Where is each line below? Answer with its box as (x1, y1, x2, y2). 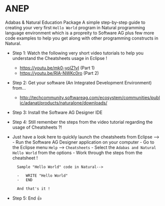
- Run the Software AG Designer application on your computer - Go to (12, 139, 155, 145)
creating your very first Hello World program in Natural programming (5, 24, 145, 30)
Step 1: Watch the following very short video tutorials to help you (12, 50, 144, 56)
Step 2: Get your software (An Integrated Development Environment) (12, 80, 152, 86)
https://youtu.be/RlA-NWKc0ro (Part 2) (19, 70, 99, 76)
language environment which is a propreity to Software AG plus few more (5, 30, 155, 36)
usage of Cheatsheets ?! (12, 124, 62, 130)
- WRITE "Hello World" (17, 173, 68, 178)
